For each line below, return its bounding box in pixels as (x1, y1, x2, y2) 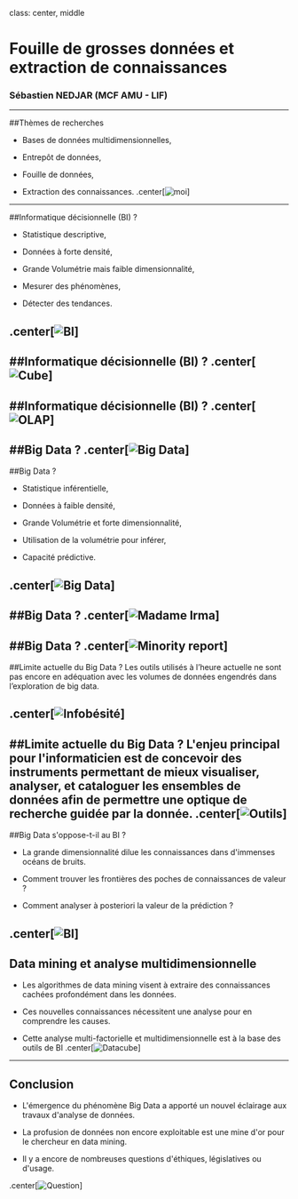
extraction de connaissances (9, 58, 228, 78)
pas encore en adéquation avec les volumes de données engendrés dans (9, 671, 278, 683)
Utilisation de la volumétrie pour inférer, (21, 535, 167, 546)
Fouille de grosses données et (9, 39, 235, 59)
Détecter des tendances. (21, 298, 113, 309)
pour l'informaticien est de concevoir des (9, 750, 242, 765)
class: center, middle (9, 8, 85, 18)
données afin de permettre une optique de (9, 792, 247, 807)
